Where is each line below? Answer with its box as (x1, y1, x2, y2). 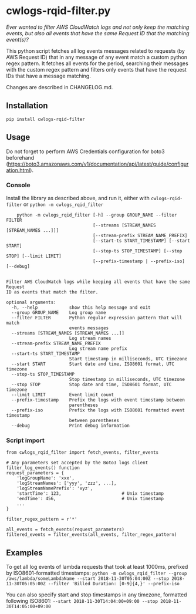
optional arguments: (6, 299, 57, 305)
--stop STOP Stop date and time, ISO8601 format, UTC (11, 382, 172, 387)
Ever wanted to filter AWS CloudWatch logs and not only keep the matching (6, 23, 190, 31)
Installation (6, 101, 48, 111)
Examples (6, 548, 43, 558)
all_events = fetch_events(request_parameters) (6, 527, 125, 532)
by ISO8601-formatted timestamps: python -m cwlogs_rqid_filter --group (6, 569, 187, 576)
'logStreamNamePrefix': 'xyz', (16, 485, 93, 491)
